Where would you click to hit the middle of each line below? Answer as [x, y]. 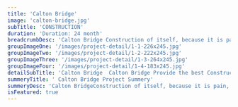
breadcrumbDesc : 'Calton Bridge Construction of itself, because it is [115, 40]
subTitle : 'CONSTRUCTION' [45, 27]
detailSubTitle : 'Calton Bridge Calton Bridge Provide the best [106, 73]
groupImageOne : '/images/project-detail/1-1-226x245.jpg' [95, 46]
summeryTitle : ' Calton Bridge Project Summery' [80, 79]
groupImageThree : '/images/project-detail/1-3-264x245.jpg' [98, 60]
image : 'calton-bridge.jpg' [49, 20]
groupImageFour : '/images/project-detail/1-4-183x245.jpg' [96, 66]
